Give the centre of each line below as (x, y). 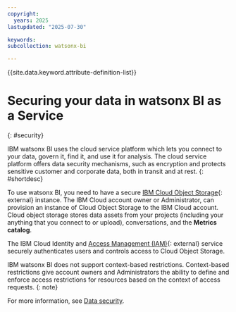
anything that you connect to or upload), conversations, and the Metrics (112, 223)
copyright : (23, 14)
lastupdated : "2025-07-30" (47, 27)
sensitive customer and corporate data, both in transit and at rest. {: (106, 171)
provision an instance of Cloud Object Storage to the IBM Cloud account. (113, 208)
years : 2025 (31, 20)
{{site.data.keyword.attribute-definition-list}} (72, 73)
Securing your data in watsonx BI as (114, 101)
